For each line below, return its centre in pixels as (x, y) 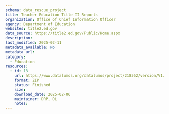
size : (20, 90)
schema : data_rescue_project (36, 10)
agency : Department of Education (40, 24)
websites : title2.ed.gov (31, 29)
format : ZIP (27, 80)
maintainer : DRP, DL (36, 99)
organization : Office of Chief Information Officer (60, 19)
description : (19, 38)
